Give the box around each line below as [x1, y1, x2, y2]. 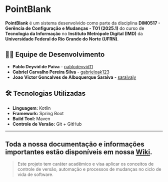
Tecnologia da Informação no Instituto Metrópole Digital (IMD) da [5, 30, 143, 36]
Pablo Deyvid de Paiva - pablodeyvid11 [12, 63, 93, 69]
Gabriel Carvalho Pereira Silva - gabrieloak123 [12, 69, 110, 75]
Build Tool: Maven [12, 116, 50, 122]
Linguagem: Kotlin [12, 105, 51, 111]
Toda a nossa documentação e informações [5, 140, 144, 148]
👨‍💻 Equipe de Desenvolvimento [5, 50, 105, 59]
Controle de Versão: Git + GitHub [12, 121, 82, 127]
